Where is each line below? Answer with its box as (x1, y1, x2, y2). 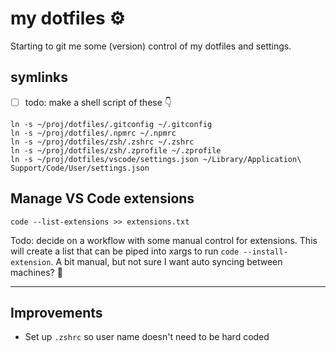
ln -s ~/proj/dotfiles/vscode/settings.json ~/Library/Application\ (10, 154, 302, 164)
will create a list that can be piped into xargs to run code (10, 245, 240, 257)
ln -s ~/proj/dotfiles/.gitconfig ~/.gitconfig (10, 119, 213, 129)
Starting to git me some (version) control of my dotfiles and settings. (10, 40, 292, 52)
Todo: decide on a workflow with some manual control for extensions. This (10, 234, 318, 246)
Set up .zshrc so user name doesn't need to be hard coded (24, 331, 270, 343)
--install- (243, 247, 288, 257)
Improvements (10, 304, 103, 321)
